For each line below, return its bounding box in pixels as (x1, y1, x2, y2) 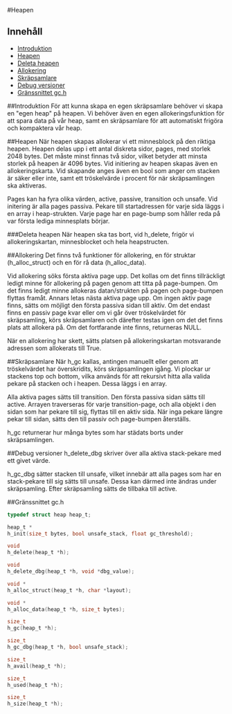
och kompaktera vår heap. (7, 124, 82, 132)
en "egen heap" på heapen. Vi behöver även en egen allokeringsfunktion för (7, 109, 225, 117)
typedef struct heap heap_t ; (7, 511, 91, 518)
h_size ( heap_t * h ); (7, 700, 64, 708)
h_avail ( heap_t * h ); (7, 662, 67, 670)
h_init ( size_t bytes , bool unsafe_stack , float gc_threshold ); (7, 530, 194, 537)
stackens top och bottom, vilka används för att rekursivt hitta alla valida (7, 372, 211, 380)
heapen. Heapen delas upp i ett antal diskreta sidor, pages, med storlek (7, 145, 211, 153)
